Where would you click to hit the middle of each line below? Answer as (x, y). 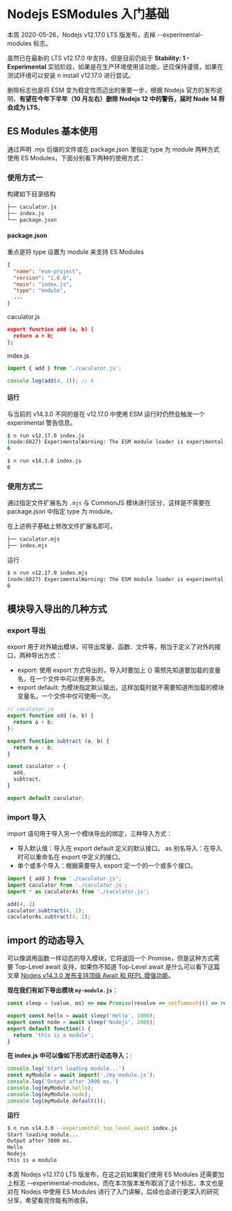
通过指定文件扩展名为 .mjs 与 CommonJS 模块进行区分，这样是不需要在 (109, 503)
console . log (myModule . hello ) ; (51, 1088)
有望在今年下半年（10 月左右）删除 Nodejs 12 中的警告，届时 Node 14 (118, 98)
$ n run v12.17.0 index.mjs (48, 573)
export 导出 (27, 630)
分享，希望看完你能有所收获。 (49, 1200)
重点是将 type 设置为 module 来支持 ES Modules (76, 252)
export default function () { (49, 1028)
